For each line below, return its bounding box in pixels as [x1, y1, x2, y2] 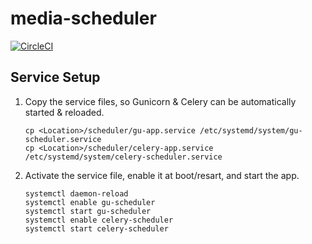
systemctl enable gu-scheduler [24, 197, 156, 207]
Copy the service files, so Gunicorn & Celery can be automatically [24, 95, 297, 107]
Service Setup [10, 69, 101, 86]
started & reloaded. [24, 106, 105, 118]
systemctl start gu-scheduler [24, 206, 152, 216]
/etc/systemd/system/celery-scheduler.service [24, 152, 223, 162]
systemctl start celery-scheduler [24, 223, 169, 234]
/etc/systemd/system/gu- [199, 125, 303, 136]
